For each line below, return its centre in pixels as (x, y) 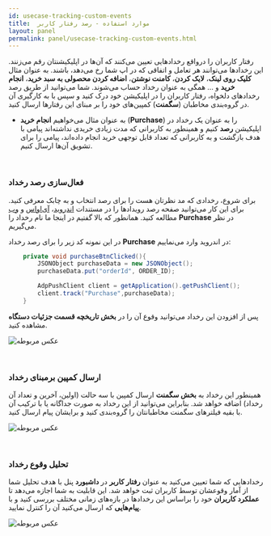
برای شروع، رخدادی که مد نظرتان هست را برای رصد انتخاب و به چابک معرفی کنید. (132, 200)
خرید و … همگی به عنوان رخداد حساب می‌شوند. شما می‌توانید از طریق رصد (122, 87)
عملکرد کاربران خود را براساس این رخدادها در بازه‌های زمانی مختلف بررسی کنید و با (134, 499)
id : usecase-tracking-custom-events (70, 16)
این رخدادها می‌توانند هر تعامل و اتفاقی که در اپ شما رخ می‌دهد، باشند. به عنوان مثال (136, 70)
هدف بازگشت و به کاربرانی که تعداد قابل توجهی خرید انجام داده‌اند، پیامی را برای (140, 137)
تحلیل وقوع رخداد (38, 464)
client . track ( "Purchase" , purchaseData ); (106, 293)
